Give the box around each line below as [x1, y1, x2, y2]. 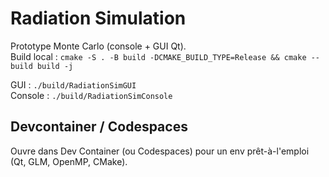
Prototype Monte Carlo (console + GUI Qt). [10, 40, 187, 52]
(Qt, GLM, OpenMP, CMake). [10, 155, 128, 167]
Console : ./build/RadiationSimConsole [10, 89, 173, 101]
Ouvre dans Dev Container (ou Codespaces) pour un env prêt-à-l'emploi [10, 145, 310, 157]
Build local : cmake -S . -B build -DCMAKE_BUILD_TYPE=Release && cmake [10, 50, 307, 62]
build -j [36, 61, 74, 71]
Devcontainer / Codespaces [10, 118, 188, 136]
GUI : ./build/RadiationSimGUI [10, 78, 137, 91]
